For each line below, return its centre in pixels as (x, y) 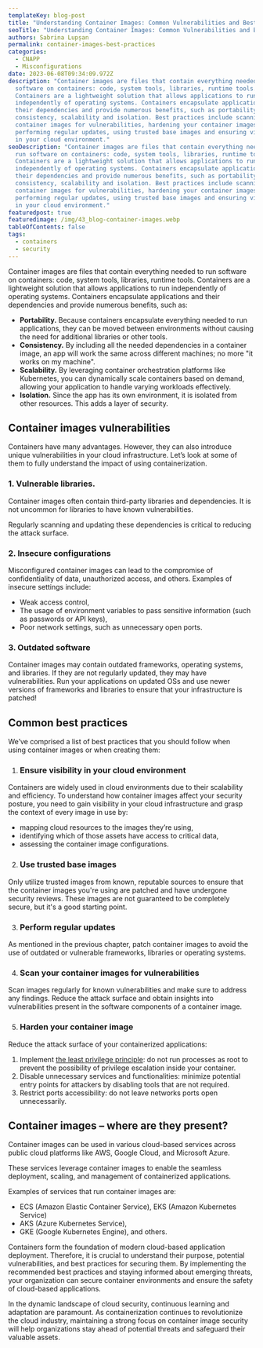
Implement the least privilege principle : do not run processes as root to (134, 1059)
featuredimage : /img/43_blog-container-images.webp (94, 220)
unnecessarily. (43, 1101)
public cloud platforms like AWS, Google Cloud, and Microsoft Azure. (119, 1153)
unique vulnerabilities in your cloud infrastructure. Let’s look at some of (122, 455)
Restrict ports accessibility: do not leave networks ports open (118, 1093)
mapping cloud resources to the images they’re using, (106, 827)
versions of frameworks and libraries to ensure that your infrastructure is (125, 690)
